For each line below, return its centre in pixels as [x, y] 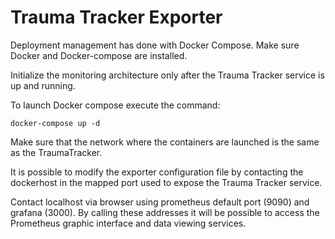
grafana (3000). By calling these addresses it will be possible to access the [165, 212]
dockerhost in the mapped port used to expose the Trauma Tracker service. [166, 182]
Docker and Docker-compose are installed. [99, 55]
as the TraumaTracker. [56, 152]
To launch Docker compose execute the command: [115, 105]
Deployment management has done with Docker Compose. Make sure [155, 45]
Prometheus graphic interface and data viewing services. [128, 223]
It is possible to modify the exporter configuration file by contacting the [157, 172]
